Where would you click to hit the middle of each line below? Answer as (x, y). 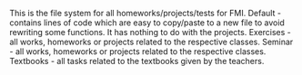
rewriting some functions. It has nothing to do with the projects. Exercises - (150, 32)
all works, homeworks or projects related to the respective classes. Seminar (151, 42)
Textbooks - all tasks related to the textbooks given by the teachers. (137, 61)
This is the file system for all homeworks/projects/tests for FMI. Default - (146, 13)
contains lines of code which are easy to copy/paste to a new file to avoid (147, 23)
